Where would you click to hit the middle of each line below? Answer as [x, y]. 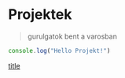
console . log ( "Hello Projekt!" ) [59, 50]
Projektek [40, 15]
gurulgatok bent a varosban [72, 36]
